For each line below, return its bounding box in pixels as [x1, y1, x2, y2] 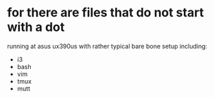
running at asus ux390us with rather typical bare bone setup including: [7, 42, 208, 50]
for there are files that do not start [7, 5, 204, 21]
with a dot [7, 19, 65, 35]
